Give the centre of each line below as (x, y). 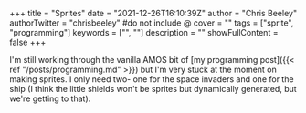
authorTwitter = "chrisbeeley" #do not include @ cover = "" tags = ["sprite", (152, 23)
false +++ (28, 42)
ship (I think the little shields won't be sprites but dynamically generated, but (153, 89)
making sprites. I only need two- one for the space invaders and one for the (152, 79)
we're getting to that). (50, 98)
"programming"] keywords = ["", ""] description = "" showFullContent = (144, 32)
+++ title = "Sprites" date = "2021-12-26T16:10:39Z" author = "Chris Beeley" (153, 13)
